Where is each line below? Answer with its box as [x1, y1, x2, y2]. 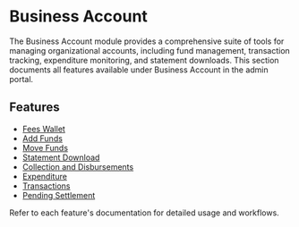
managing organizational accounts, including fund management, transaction [9, 45, 291, 55]
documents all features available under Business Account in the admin [9, 64, 269, 75]
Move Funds [21, 142, 69, 153]
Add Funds [21, 132, 63, 144]
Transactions [21, 181, 71, 191]
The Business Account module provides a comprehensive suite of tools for [9, 36, 285, 46]
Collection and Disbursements [21, 161, 134, 172]
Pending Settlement [21, 189, 96, 200]
